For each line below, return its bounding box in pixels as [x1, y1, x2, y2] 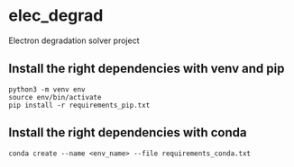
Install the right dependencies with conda [8, 125, 247, 140]
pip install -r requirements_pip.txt [8, 101, 151, 110]
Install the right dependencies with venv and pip [8, 61, 285, 76]
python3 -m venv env [8, 84, 87, 94]
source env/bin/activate [8, 92, 102, 101]
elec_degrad [8, 5, 104, 26]
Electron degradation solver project [8, 35, 140, 46]
